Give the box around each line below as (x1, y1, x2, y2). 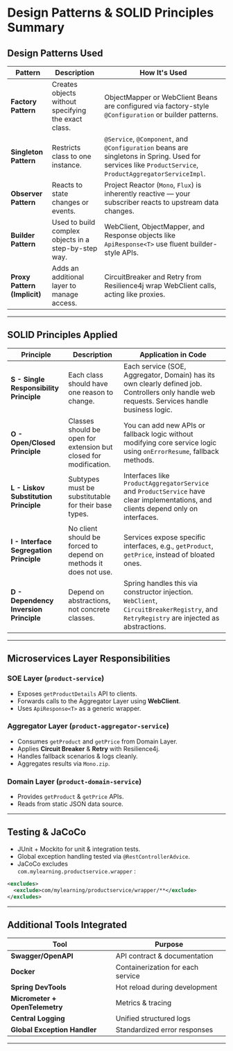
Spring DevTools (10, 982, 67, 992)
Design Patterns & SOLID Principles (7, 5, 214, 21)
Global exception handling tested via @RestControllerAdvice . (17, 852, 191, 860)
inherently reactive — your (104, 189, 191, 199)
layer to (51, 281, 76, 290)
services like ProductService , (104, 160, 199, 169)
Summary (7, 19, 64, 35)
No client (68, 523, 98, 533)
